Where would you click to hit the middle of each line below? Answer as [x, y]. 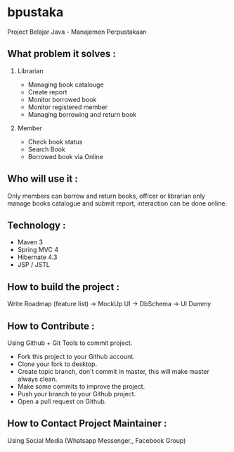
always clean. [37, 379]
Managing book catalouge [66, 84]
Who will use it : [43, 179]
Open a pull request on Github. [62, 401]
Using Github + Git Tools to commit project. [70, 343]
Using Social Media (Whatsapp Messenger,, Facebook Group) [97, 440]
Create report [47, 92]
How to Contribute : [51, 326]
